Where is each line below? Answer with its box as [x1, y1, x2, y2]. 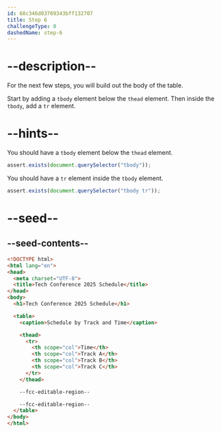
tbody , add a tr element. [7, 102, 76, 110]
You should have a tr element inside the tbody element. [7, 174, 164, 182]
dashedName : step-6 [7, 29, 63, 36]
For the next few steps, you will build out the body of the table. [7, 82, 183, 90]
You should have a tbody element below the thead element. [7, 149, 173, 157]
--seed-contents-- [7, 238, 89, 249]
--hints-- [7, 126, 60, 141]
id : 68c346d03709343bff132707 [7, 10, 94, 17]
